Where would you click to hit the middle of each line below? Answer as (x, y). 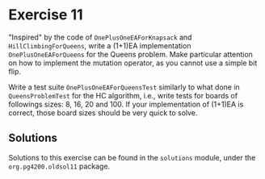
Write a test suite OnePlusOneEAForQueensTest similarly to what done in (124, 87)
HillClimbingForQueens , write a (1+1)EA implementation (100, 45)
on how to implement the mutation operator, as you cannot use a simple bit (133, 63)
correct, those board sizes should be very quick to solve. (103, 112)
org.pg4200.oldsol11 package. (59, 166)
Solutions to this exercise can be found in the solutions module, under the (132, 157)
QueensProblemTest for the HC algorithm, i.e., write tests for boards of (123, 95)
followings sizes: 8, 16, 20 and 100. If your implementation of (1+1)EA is (126, 104)
